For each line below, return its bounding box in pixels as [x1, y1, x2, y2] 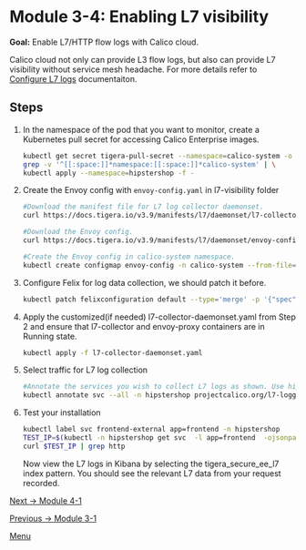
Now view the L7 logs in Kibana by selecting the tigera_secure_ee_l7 [22, 458, 280, 469]
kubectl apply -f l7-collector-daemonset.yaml [22, 348, 203, 357]
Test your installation [22, 407, 102, 418]
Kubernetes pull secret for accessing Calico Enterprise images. [22, 134, 260, 145]
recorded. [22, 477, 60, 488]
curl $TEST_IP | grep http [22, 442, 126, 451]
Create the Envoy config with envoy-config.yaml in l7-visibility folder [22, 185, 280, 196]
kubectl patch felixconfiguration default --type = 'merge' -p [22, 294, 260, 304]
